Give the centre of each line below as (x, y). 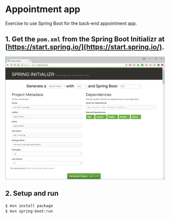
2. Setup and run (32, 193)
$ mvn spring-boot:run (29, 211)
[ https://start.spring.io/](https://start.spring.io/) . (85, 47)
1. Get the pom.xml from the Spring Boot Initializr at (85, 39)
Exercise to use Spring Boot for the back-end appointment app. (71, 23)
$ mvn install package (29, 206)
